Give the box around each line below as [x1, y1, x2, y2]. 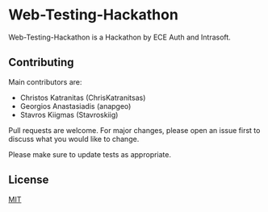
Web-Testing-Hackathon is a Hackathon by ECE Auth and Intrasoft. [8, 32, 232, 42]
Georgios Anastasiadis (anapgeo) [19, 101, 132, 110]
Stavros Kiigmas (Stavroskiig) [19, 110, 119, 119]
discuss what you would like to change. [8, 134, 140, 143]
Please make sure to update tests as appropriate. [8, 149, 172, 159]
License [8, 173, 49, 187]
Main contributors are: [8, 77, 82, 86]
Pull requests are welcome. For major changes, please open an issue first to [8, 125, 261, 135]
